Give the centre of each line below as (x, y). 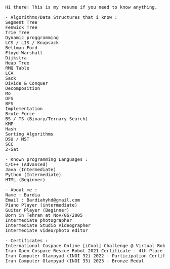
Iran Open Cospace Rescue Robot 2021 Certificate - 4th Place (84, 251)
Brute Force (20, 114)
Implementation (24, 109)
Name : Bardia (23, 195)
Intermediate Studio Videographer (48, 225)
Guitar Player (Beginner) (37, 210)
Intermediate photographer (39, 220)
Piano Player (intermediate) (41, 205)
